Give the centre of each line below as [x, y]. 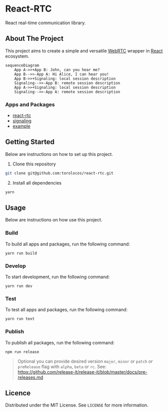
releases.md [30, 377]
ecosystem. [17, 56]
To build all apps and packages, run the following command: [68, 244]
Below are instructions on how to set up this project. [59, 154]
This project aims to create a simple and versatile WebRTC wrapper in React [84, 50]
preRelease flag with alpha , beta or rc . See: [62, 367]
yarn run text [20, 319]
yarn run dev [19, 286]
